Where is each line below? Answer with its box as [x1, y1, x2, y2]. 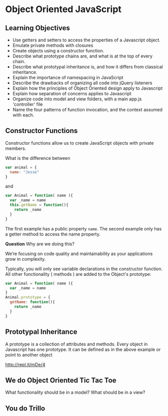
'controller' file [12, 101, 43, 107]
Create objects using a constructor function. [12, 48, 105, 53]
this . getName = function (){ [10, 203, 69, 208]
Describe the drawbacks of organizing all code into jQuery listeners [12, 80, 152, 86]
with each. [12, 112, 34, 118]
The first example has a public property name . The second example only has [5, 225, 162, 231]
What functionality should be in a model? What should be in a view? [5, 389, 145, 395]
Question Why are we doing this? [5, 241, 74, 247]
